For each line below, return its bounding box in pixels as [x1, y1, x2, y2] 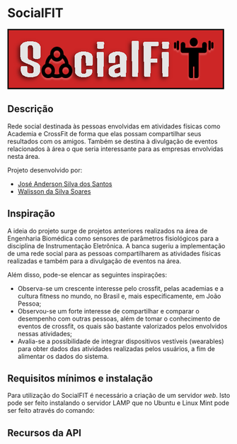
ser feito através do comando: [7, 406, 96, 415]
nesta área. [7, 152, 40, 160]
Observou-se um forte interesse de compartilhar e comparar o [17, 306, 200, 315]
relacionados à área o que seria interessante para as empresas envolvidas [7, 144, 224, 153]
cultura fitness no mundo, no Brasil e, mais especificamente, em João [17, 292, 221, 300]
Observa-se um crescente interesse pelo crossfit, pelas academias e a [17, 284, 224, 292]
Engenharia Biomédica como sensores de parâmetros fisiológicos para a [7, 234, 219, 243]
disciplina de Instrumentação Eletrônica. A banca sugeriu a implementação [7, 241, 226, 250]
